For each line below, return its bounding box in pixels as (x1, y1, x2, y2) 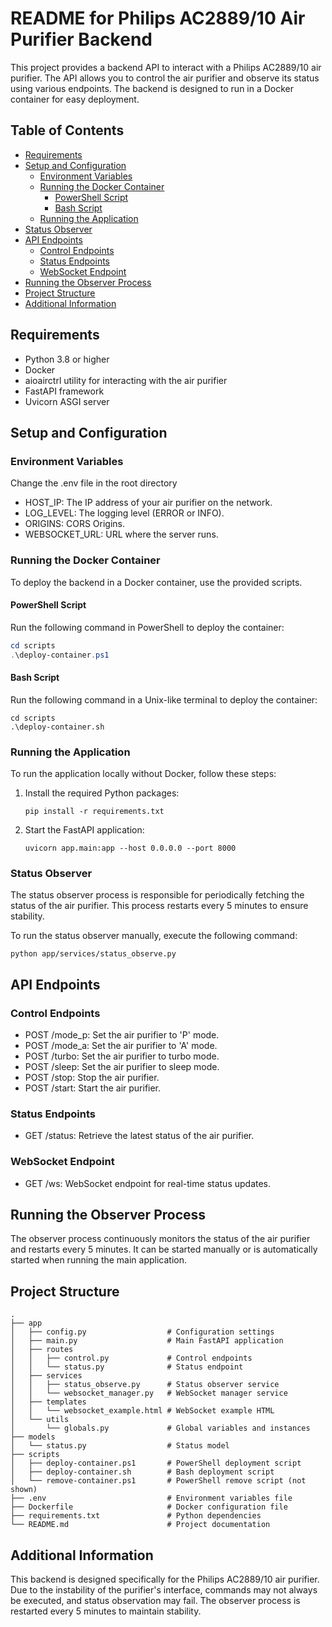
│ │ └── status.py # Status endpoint (10, 1362, 244, 1372)
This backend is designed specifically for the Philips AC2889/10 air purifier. (10, 1573, 320, 1586)
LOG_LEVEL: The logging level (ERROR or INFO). (24, 507, 225, 519)
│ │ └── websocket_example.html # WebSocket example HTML (10, 1406, 275, 1416)
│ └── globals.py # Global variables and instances (10, 1423, 311, 1434)
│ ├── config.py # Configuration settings (10, 1327, 275, 1337)
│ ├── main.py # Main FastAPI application (10, 1336, 284, 1346)
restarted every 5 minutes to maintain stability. (10, 1605, 202, 1617)
